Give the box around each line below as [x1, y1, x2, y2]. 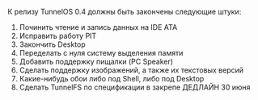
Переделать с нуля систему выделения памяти [19, 48, 184, 57]
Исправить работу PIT [19, 31, 97, 40]
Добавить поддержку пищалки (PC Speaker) [19, 56, 174, 66]
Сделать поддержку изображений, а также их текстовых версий [19, 65, 244, 75]
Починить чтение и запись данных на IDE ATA [19, 23, 178, 31]
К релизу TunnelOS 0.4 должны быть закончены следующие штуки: [7, 7, 242, 16]
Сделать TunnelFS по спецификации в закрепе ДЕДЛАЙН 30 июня [19, 82, 251, 92]
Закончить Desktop [19, 40, 86, 49]
